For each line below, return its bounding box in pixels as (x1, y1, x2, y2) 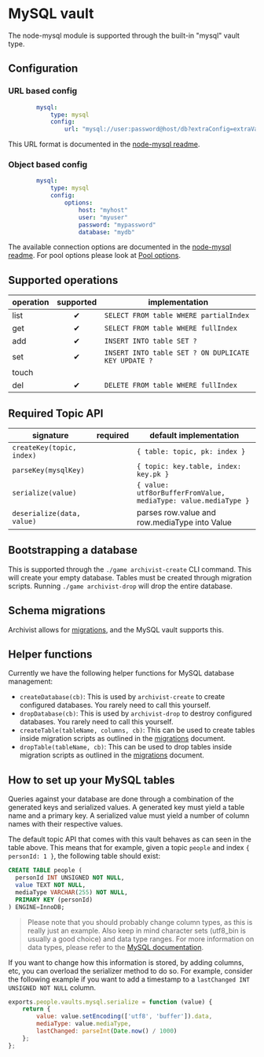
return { (22, 1005, 51, 1013)
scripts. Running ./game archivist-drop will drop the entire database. (8, 581, 233, 591)
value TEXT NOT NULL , (15, 882, 86, 889)
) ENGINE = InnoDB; (8, 903, 65, 911)
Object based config (8, 159, 88, 170)
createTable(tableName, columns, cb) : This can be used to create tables (19, 725, 255, 735)
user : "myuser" (78, 213, 128, 221)
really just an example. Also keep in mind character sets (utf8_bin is (27, 926, 246, 935)
